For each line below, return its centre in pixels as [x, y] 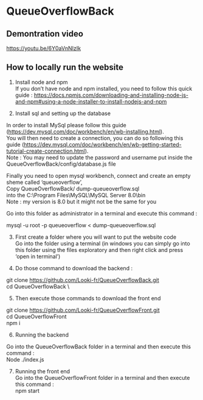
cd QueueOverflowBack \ [38, 286]
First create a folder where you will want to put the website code [96, 237]
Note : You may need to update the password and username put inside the [99, 157]
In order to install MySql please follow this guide [66, 125]
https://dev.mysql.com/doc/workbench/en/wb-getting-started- [103, 144]
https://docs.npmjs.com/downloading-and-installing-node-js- [111, 95]
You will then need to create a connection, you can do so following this [95, 138]
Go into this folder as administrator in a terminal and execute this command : [102, 213]
